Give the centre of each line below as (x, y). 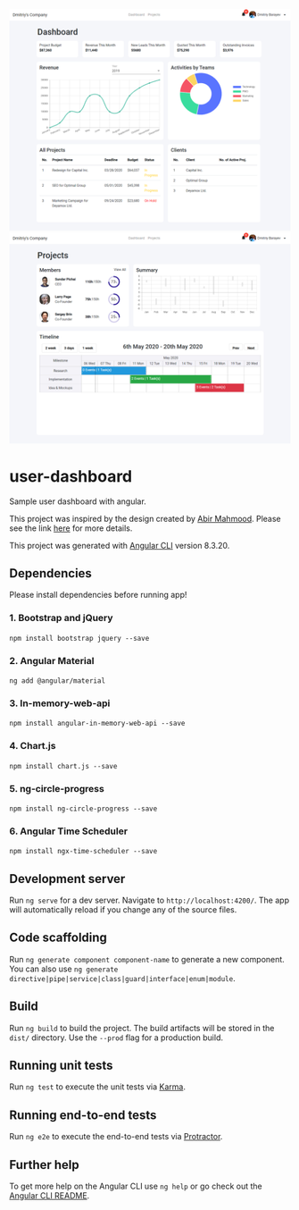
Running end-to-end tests (83, 1115)
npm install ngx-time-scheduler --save (83, 852)
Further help (45, 1165)
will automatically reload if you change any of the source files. (123, 910)
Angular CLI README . (50, 1196)
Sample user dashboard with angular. (78, 501)
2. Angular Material (52, 660)
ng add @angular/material (57, 681)
